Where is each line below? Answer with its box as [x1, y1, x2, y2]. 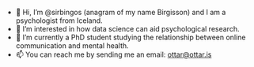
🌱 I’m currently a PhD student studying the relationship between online [15, 32, 246, 42]
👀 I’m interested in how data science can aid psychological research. [15, 24, 240, 33]
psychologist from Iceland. [15, 16, 103, 25]
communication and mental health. [15, 41, 129, 50]
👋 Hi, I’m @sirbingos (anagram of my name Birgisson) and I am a [15, 8, 226, 17]
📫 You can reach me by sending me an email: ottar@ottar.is [15, 50, 212, 59]
